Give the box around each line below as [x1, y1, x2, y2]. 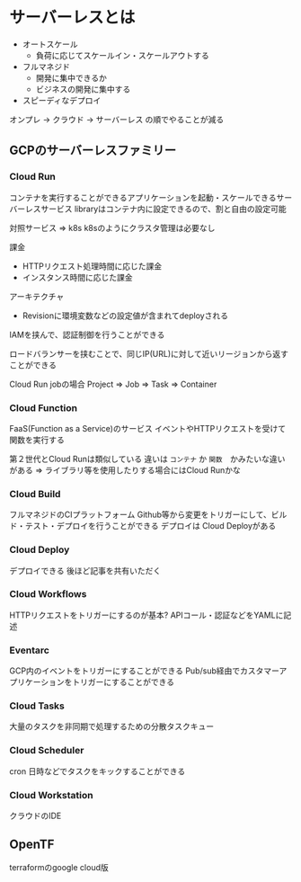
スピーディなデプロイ [22, 94, 102, 105]
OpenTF [9, 837, 55, 852]
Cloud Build [9, 487, 61, 500]
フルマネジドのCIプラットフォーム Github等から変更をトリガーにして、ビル [9, 509, 288, 521]
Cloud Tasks [9, 699, 65, 712]
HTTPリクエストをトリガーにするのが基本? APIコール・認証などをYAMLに [9, 610, 284, 620]
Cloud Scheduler [9, 744, 84, 757]
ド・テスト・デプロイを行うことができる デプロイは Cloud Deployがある [9, 521, 277, 531]
